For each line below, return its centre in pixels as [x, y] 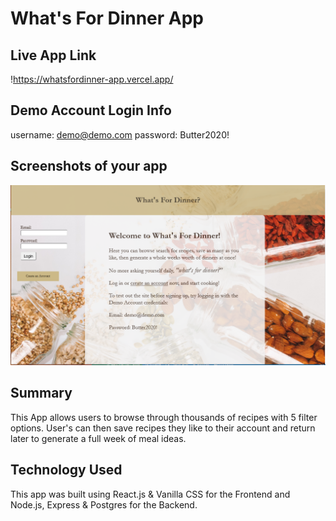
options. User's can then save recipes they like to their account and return [163, 428]
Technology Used [66, 470]
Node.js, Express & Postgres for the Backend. [104, 504]
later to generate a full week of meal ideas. [98, 438]
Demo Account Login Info [91, 110]
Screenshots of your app [89, 166]
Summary [41, 393]
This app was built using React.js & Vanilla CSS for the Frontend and [150, 494]
